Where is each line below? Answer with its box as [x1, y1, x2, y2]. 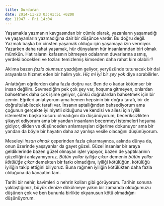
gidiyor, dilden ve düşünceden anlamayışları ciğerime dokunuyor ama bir [5, 123, 154, 129]
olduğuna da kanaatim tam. [5, 170, 61, 176]
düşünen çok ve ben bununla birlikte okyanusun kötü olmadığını [5, 190, 136, 196]
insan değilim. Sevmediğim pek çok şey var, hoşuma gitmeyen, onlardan [5, 86, 153, 92]
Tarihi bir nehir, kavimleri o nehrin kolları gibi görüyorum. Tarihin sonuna [5, 179, 152, 185]
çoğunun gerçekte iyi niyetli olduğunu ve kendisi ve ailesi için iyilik [5, 107, 141, 113]
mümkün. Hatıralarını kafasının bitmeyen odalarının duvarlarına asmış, [5, 51, 148, 57]
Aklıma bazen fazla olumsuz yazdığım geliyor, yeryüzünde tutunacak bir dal [5, 66, 160, 72]
